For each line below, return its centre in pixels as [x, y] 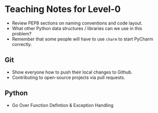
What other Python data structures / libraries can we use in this [77, 28]
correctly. [22, 44]
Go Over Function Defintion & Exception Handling [62, 105]
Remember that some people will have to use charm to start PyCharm [82, 39]
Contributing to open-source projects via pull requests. [68, 77]
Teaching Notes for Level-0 [63, 9]
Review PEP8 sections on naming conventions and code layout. [77, 23]
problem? [22, 33]
